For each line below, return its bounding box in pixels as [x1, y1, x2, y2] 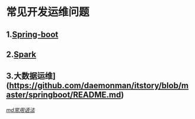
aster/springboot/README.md [6, 90, 122, 100]
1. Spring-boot [6, 29, 59, 39]
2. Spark [6, 49, 37, 59]
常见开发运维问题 [6, 5, 90, 19]
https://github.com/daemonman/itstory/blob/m [8, 81, 188, 91]
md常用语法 [6, 106, 35, 113]
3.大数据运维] [6, 71, 56, 81]
